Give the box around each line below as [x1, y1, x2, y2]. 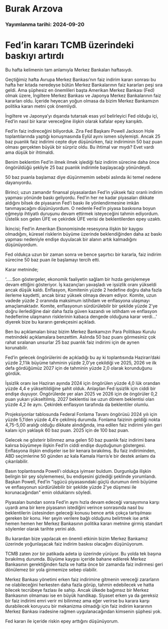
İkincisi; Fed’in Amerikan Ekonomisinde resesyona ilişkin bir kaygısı [5, 226, 143, 232]
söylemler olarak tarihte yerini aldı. [5, 526, 76, 532]
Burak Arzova [5, 3, 63, 15]
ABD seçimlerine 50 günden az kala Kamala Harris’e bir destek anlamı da [5, 453, 155, 459]
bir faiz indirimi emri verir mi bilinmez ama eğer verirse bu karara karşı [5, 598, 149, 604]
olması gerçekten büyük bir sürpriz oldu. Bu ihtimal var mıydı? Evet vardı [5, 144, 154, 150]
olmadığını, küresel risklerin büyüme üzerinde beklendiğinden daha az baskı [5, 231, 162, 237]
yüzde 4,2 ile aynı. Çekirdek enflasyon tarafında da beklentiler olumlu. [5, 401, 149, 407]
